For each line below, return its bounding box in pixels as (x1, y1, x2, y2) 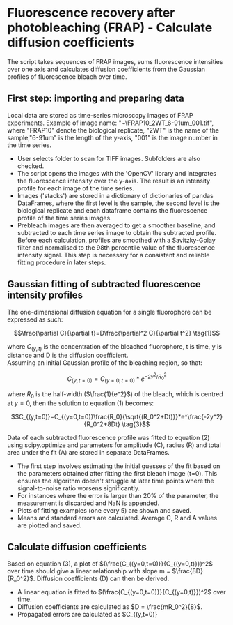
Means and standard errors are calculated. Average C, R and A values (17, 513, 218, 522)
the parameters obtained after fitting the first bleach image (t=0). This (17, 469, 218, 477)
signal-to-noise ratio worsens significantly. (17, 483, 140, 492)
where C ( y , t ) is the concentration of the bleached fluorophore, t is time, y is (7, 342, 223, 352)
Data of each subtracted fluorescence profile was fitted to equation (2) (7, 433, 210, 442)
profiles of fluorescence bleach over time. (7, 72, 127, 81)
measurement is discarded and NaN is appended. (17, 499, 160, 507)
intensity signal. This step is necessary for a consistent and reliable (17, 250, 210, 259)
